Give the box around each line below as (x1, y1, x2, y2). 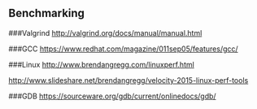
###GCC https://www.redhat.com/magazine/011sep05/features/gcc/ (8, 44, 238, 54)
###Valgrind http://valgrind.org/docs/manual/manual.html (8, 28, 203, 37)
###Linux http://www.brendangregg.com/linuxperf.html (8, 59, 195, 69)
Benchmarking (8, 7, 85, 20)
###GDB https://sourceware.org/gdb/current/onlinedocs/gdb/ (8, 91, 217, 101)
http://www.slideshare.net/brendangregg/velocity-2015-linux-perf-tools (8, 75, 249, 85)
